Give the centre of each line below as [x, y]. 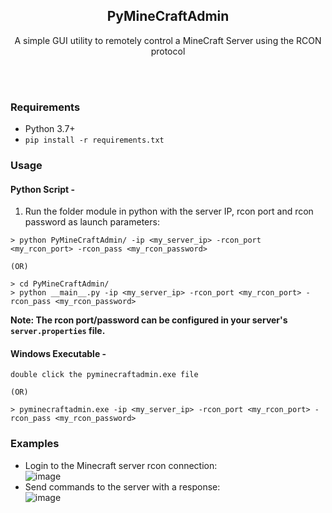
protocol [168, 51]
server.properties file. [58, 331]
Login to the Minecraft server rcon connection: [121, 465]
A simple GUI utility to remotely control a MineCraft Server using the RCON [168, 40]
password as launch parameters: [92, 222]
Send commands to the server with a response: [122, 486]
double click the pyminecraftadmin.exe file [104, 375]
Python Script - [43, 189]
